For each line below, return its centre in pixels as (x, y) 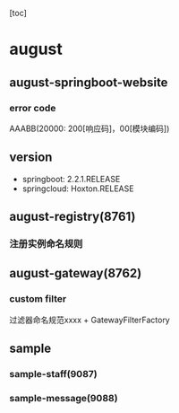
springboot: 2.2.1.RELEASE (71, 179)
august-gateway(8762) (76, 273)
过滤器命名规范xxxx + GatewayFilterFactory (89, 320)
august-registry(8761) (72, 217)
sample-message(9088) (64, 398)
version (31, 158)
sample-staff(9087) (53, 374)
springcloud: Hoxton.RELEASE (78, 189)
